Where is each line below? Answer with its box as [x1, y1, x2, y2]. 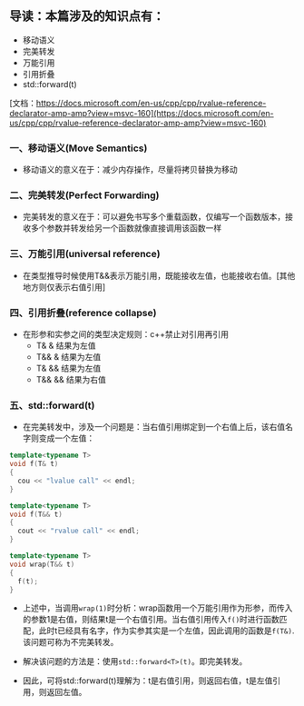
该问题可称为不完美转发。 [22, 637, 119, 648]
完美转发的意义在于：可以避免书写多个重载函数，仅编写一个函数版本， [22, 212, 286, 223]
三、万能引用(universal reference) [9, 248, 161, 261]
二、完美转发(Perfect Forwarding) [9, 189, 160, 202]
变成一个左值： [38, 433, 95, 443]
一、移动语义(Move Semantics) [9, 142, 148, 154]
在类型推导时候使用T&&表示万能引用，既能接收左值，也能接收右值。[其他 [22, 270, 296, 281]
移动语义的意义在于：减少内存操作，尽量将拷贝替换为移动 [22, 164, 238, 175]
